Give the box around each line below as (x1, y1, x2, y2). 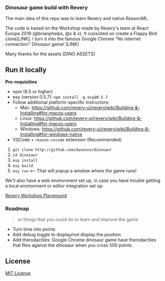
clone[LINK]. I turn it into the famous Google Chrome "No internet (5, 36, 141, 42)
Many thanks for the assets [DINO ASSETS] (5, 51, 96, 57)
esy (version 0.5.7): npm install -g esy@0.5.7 (12, 94, 108, 100)
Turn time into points (12, 226, 56, 232)
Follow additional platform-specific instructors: (12, 100, 110, 106)
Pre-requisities (5, 79, 38, 85)
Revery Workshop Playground (5, 193, 67, 199)
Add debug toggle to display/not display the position (12, 232, 121, 238)
